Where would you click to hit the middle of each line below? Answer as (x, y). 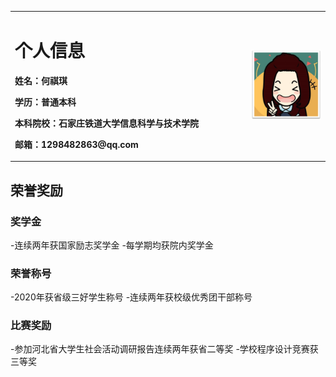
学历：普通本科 (45, 102)
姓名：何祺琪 (41, 80)
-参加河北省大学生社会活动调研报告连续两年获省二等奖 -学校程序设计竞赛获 (164, 349)
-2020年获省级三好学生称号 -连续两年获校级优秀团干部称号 (131, 297)
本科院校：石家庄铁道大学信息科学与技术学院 (106, 123)
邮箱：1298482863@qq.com (76, 144)
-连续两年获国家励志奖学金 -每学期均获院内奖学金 (112, 245)
